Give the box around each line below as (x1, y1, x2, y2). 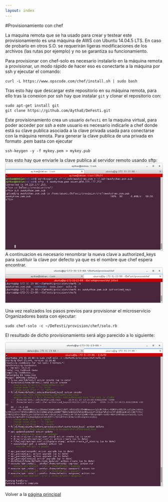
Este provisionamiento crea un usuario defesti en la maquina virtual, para (5, 116, 157, 122)
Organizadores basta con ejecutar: (5, 313, 76, 319)
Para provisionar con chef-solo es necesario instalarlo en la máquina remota (5, 57, 162, 63)
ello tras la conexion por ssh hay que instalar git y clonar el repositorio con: (5, 92, 161, 98)
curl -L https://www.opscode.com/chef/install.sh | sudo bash (5, 78, 137, 83)
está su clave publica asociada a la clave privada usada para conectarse (5, 127, 154, 133)
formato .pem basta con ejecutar (5, 138, 73, 144)
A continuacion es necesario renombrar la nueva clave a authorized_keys (5, 251, 156, 257)
